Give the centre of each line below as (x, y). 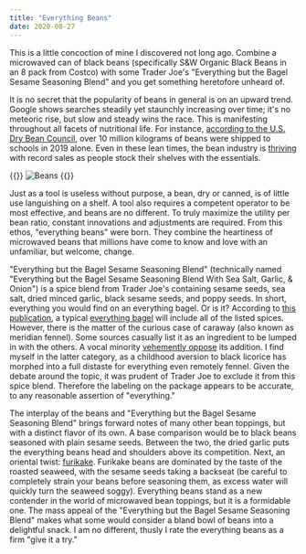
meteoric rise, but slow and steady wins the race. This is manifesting (138, 119)
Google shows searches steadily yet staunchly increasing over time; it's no (150, 109)
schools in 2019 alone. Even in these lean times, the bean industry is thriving (153, 148)
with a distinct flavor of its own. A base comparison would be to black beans (153, 432)
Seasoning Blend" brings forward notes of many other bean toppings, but (148, 422)
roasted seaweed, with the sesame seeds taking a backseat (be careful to (148, 471)
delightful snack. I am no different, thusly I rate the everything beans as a (147, 529)
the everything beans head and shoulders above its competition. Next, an (148, 452)
